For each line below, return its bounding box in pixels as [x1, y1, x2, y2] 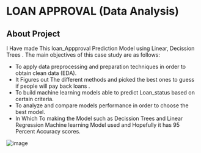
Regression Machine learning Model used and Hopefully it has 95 [15, 121, 180, 129]
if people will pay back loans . [15, 82, 90, 90]
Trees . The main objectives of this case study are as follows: [6, 51, 161, 59]
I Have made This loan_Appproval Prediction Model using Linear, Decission [6, 44, 195, 52]
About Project [6, 29, 60, 39]
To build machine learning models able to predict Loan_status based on [15, 89, 196, 96]
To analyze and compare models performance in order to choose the [15, 102, 189, 109]
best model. [15, 109, 46, 115]
